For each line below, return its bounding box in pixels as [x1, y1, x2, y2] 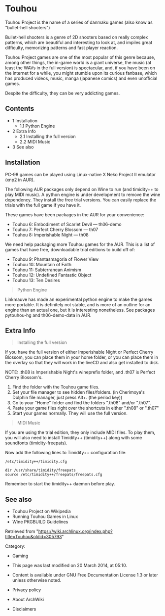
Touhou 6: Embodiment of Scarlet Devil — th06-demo [12, 221, 122, 227]
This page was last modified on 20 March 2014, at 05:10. [12, 563, 127, 569]
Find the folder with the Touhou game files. [12, 384, 100, 390]
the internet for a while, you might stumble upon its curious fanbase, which [5, 70, 157, 76]
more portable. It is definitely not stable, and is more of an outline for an [5, 301, 151, 307]
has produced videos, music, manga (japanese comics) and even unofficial [5, 75, 158, 81]
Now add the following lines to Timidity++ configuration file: [5, 450, 127, 456]
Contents [5, 104, 34, 113]
